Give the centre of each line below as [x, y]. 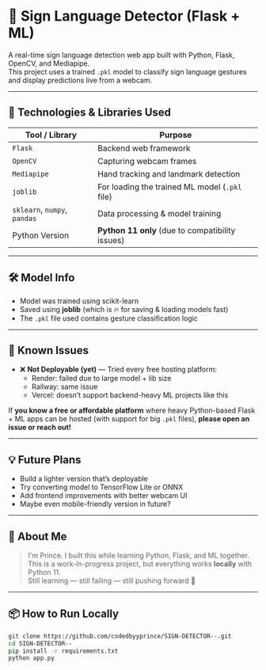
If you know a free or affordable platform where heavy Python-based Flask [132, 410]
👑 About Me [38, 537]
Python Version [41, 235]
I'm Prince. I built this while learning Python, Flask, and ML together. [139, 555]
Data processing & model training [160, 213]
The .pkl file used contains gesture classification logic [108, 318]
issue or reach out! [40, 428]
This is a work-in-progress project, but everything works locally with [140, 564]
